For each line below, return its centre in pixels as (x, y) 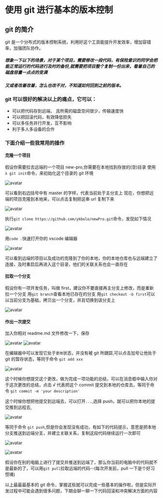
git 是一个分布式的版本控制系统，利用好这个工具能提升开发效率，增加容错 (78, 42)
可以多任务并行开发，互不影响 (42, 123)
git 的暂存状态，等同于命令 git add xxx (44, 359)
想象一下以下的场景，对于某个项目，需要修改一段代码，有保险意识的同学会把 (81, 60)
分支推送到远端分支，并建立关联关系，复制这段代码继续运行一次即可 (73, 433)
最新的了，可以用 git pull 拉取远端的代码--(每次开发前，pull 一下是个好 (80, 468)
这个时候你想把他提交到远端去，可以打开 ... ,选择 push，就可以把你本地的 (78, 401)
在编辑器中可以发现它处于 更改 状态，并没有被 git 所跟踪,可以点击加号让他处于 (81, 353)
